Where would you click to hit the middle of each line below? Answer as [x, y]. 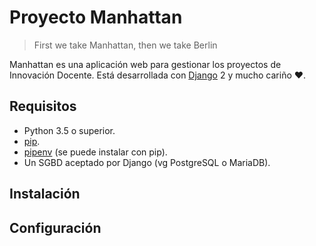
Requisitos [43, 106]
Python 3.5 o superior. [69, 130]
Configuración [55, 227]
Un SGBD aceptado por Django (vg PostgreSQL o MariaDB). [147, 162]
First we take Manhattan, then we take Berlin [125, 45]
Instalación [45, 194]
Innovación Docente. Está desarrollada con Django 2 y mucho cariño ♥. [158, 75]
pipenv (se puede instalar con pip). [95, 152]
